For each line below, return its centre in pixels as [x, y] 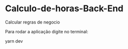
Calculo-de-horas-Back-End [64, 9]
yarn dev [14, 41]
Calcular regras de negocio [33, 22]
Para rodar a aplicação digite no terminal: [47, 31]
